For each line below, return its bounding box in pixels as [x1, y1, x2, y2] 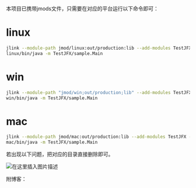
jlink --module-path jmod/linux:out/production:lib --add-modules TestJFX [6, 45, 192, 51]
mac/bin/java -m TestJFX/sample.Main [6, 140, 98, 145]
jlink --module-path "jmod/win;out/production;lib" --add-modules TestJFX [6, 89, 192, 95]
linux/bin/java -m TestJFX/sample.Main [6, 50, 103, 57]
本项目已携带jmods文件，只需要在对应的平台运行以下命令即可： [6, 5, 159, 12]
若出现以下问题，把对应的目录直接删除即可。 [6, 151, 114, 158]
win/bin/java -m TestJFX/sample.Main [6, 95, 98, 101]
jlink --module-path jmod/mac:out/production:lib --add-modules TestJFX [6, 134, 187, 140]
